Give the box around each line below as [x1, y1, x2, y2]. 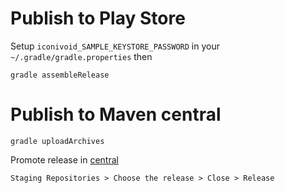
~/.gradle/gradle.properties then [10, 50, 153, 62]
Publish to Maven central [10, 103, 222, 126]
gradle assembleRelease [10, 70, 110, 80]
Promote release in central [10, 153, 119, 166]
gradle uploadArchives [10, 136, 105, 146]
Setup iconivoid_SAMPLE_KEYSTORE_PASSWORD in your [10, 40, 220, 52]
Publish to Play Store [10, 7, 186, 30]
